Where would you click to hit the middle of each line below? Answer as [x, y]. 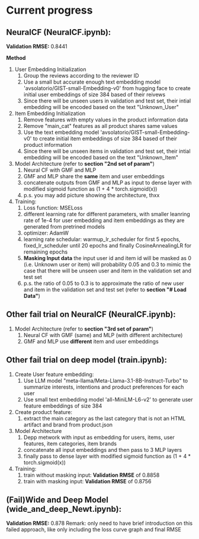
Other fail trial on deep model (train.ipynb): [87, 360]
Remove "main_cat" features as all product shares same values [100, 126]
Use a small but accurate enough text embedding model [92, 82]
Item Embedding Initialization [50, 113]
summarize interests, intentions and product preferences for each [104, 387]
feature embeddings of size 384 [63, 406]
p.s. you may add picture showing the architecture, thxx [92, 195]
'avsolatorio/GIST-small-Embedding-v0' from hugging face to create [107, 88]
